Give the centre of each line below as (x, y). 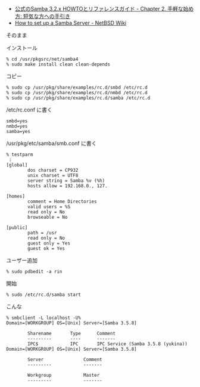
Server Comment (65, 360)
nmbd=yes (17, 126)
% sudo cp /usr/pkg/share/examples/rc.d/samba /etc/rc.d (78, 98)
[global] (17, 165)
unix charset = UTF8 (53, 175)
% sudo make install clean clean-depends (58, 64)
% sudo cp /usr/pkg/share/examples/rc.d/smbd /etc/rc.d (77, 88)
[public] (17, 228)
